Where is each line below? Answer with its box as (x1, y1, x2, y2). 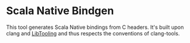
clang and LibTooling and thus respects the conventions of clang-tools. (6, 29, 180, 37)
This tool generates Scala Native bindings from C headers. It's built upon (6, 24, 184, 31)
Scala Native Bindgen (6, 4, 114, 18)
